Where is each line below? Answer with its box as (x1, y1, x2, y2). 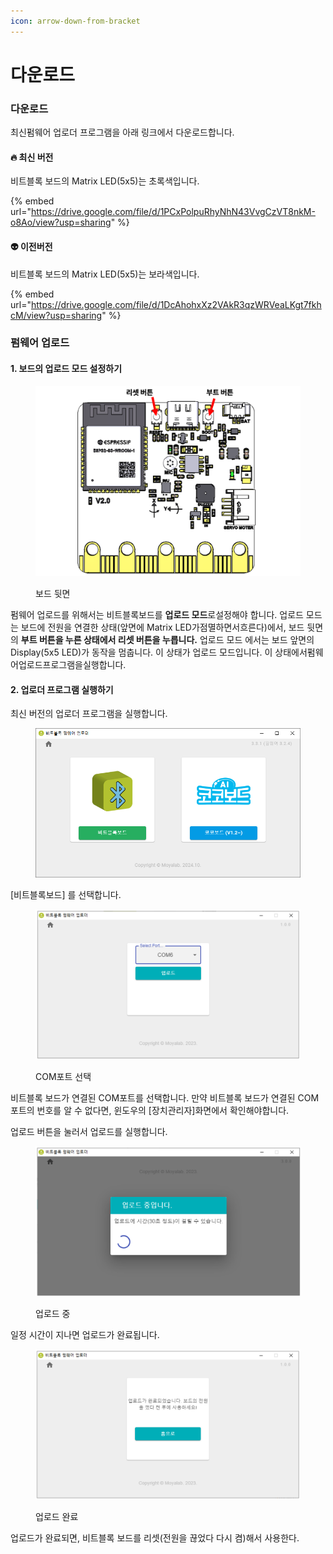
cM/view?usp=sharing (10, 309, 103, 321)
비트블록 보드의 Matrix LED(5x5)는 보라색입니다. (10, 268, 200, 280)
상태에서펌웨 (274, 646, 324, 658)
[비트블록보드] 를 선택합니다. (10, 889, 122, 901)
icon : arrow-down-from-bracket (10, 16, 141, 26)
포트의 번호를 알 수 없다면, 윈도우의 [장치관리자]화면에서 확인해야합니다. (10, 1104, 290, 1116)
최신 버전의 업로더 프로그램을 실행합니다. (10, 708, 168, 720)
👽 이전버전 (10, 240, 53, 252)
